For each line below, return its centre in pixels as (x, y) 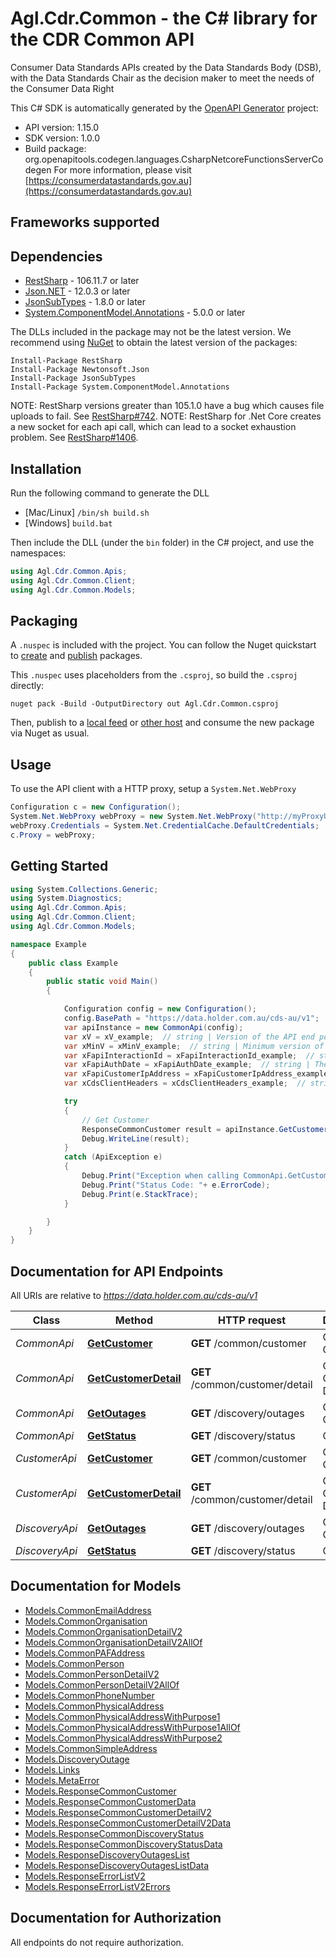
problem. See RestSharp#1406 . (74, 438)
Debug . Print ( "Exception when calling (160, 1176)
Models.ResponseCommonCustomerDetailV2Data (128, 1823)
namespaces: (38, 553)
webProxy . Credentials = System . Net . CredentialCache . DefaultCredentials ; (165, 825)
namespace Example (48, 944)
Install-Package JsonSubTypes (73, 378)
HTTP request (252, 1320)
